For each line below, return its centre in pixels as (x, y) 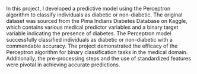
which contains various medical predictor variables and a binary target (92, 27)
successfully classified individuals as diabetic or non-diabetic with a (90, 40)
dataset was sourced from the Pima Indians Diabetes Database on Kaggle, (97, 21)
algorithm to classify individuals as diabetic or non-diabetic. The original (94, 15)
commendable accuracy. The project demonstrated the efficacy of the (92, 46)
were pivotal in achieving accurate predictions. (63, 65)
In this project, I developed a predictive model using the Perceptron (88, 9)
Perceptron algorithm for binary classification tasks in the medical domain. (97, 52)
